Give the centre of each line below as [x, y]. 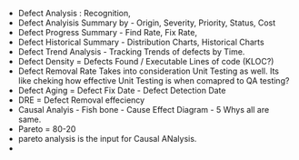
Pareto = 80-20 [47, 129]
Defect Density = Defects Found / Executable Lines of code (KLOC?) [146, 61]
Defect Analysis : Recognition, [74, 13]
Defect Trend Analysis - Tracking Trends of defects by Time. [131, 52]
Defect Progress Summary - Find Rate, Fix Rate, [108, 32]
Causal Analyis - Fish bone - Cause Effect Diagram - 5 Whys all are [144, 110]
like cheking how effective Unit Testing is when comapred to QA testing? [154, 80]
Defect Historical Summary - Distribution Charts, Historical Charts [141, 42]
